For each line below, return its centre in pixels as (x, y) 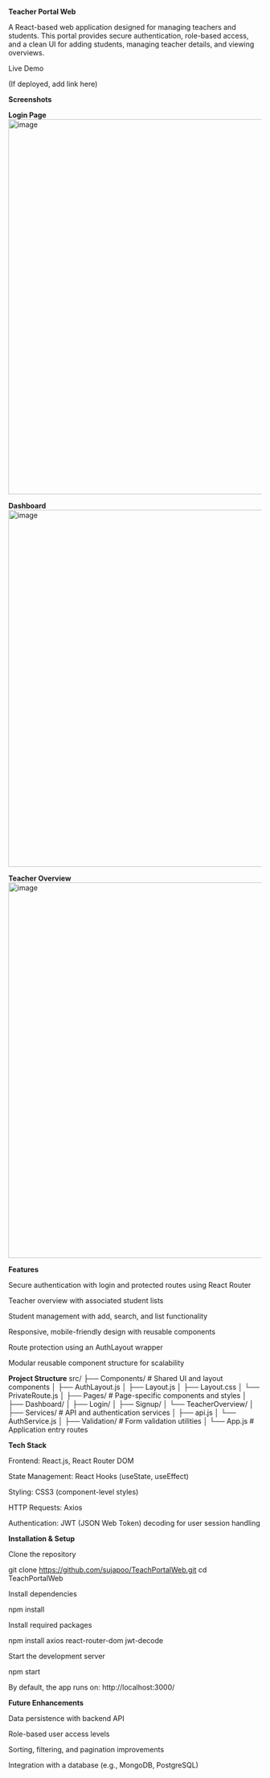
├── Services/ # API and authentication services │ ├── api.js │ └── (123, 1412)
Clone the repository (42, 1554)
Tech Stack (27, 1445)
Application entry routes (48, 1430)
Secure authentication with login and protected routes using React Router (130, 1285)
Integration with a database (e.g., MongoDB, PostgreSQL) (104, 1765)
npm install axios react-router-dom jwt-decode (86, 1641)
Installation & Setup (41, 1539)
